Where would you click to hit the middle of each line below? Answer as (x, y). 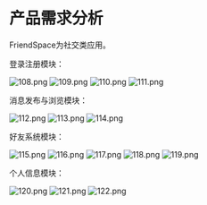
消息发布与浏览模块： (48, 100)
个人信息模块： (37, 173)
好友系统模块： (37, 136)
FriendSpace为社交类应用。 (60, 45)
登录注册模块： (37, 64)
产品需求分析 (57, 18)
